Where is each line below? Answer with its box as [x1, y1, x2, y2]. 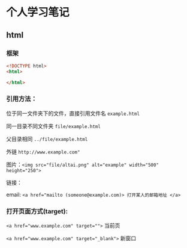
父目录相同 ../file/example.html [6, 135, 88, 142]
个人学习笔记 [6, 5, 70, 19]
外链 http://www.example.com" [6, 148, 80, 155]
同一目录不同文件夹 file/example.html [6, 122, 101, 129]
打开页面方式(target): [6, 207, 68, 215]
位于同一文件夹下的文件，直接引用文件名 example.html [6, 110, 140, 117]
